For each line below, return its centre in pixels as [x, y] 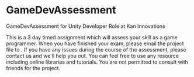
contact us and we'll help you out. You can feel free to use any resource [93, 56]
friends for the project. [33, 68]
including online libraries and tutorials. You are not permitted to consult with [97, 62]
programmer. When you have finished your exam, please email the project [95, 43]
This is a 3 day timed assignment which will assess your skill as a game [92, 37]
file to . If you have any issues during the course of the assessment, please [96, 49]
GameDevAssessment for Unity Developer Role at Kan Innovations [86, 26]
